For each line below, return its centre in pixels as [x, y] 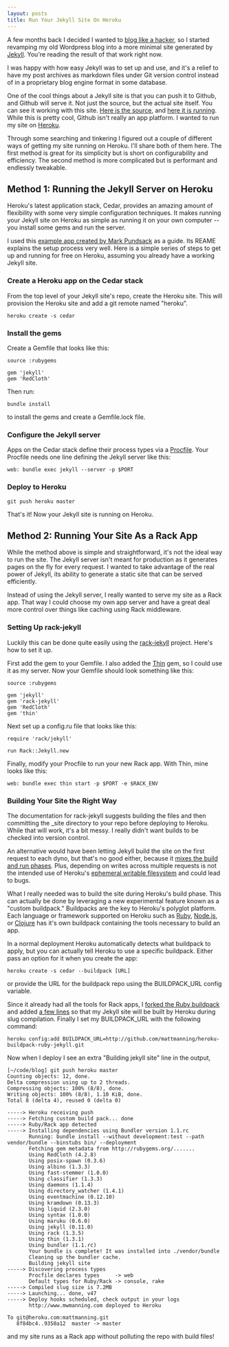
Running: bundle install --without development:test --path [117, 1137]
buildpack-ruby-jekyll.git [46, 1045]
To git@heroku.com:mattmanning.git [58, 1317]
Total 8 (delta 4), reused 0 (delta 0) [64, 1100]
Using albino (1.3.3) [59, 1166]
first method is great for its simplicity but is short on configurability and [108, 153]
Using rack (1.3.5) [56, 1233]
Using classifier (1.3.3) [66, 1179]
